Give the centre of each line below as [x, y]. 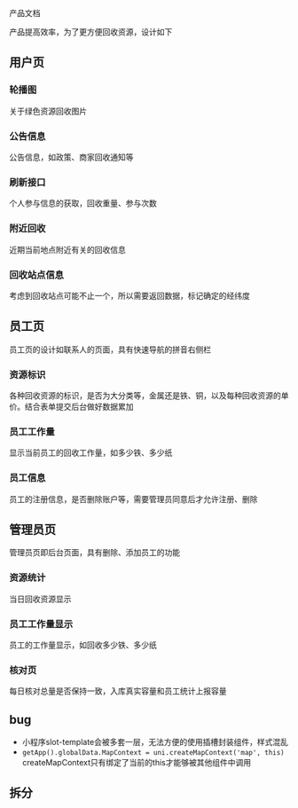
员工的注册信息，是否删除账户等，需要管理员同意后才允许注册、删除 [133, 498]
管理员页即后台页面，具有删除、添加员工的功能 [94, 553]
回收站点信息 [37, 275]
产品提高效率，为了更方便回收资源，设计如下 [91, 32]
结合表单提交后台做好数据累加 [79, 406]
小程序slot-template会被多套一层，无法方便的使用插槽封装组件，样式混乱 [155, 742]
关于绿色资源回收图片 [48, 111]
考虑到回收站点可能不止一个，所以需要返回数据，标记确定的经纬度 [129, 295]
